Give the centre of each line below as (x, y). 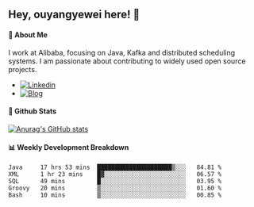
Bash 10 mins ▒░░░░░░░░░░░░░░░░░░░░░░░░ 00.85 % (115, 195)
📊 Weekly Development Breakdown (69, 148)
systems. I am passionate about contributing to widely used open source (127, 61)
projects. (23, 69)
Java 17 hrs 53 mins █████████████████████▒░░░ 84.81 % (115, 167)
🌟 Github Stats (33, 111)
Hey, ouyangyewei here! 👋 (74, 15)
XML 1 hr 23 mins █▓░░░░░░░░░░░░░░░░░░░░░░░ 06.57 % (115, 174)
